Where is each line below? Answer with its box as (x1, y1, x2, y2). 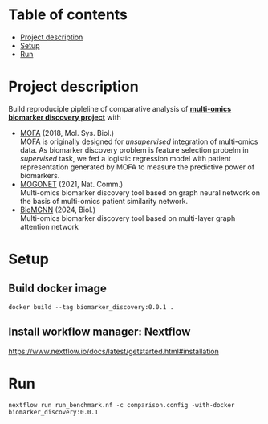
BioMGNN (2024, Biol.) (19, 205, 96, 214)
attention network (19, 222, 79, 231)
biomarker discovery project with (8, 112, 122, 122)
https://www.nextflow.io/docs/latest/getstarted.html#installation (8, 346, 219, 356)
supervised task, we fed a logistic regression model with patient (19, 153, 231, 163)
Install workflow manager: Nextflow (8, 325, 191, 339)
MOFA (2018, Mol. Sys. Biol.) (19, 128, 115, 137)
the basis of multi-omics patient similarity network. (19, 196, 189, 206)
